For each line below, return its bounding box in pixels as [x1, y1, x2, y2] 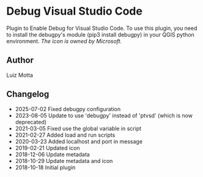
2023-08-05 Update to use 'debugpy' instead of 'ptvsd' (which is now [15, 112, 193, 119]
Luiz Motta [6, 71, 34, 79]
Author [6, 55, 34, 65]
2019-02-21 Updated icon [15, 144, 81, 151]
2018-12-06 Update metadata [15, 151, 90, 158]
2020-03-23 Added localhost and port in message [15, 137, 142, 145]
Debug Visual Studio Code [6, 4, 142, 18]
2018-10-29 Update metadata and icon [15, 157, 113, 164]
